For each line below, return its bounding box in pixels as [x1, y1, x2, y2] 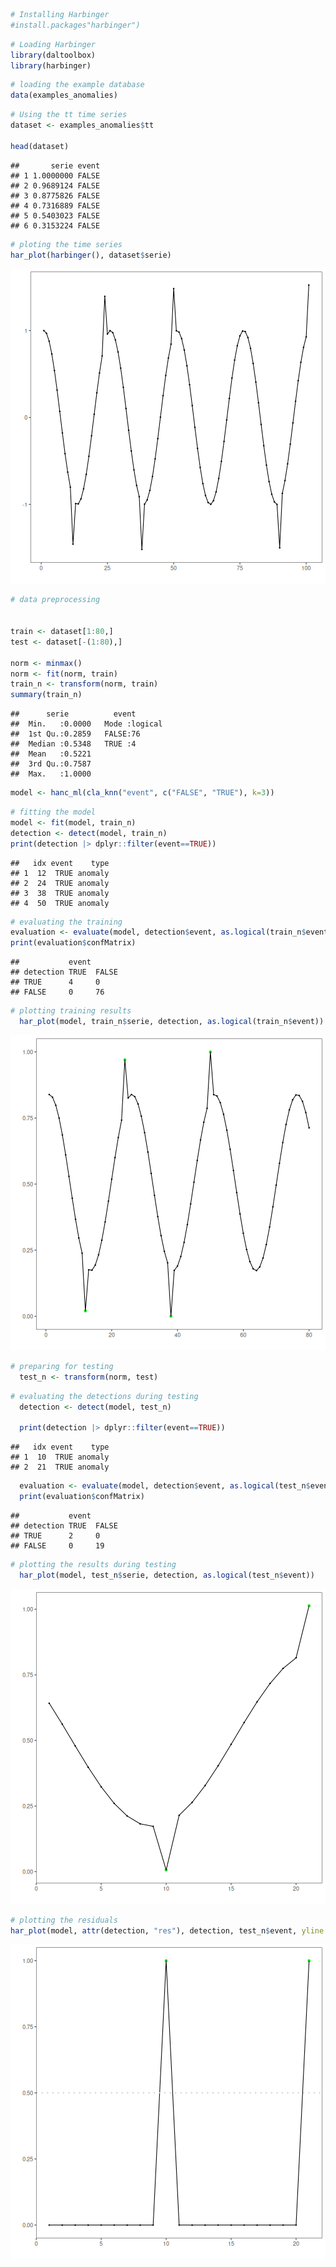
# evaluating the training [10, 917, 123, 927]
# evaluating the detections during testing [10, 1391, 199, 1401]
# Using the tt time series [10, 110, 128, 120]
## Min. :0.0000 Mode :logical [10, 719, 163, 729]
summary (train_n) [10, 690, 83, 700]
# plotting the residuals [10, 1915, 118, 1925]
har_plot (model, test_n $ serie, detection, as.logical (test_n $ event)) [19, 1570, 315, 1580]
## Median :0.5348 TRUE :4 [10, 739, 137, 749]
